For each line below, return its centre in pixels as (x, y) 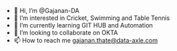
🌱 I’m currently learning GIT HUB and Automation (83, 25)
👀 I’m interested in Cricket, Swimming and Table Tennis (92, 18)
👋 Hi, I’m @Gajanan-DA (46, 11)
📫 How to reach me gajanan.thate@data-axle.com (86, 40)
